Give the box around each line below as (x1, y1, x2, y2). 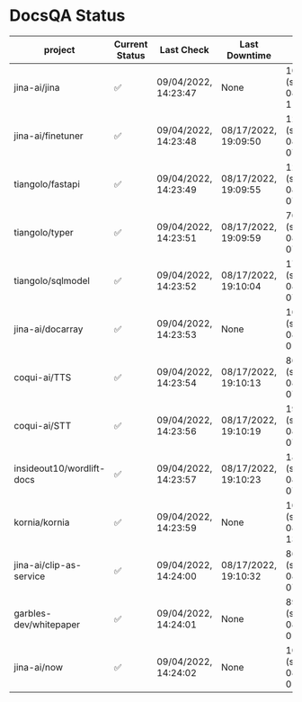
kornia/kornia (13, 516, 70, 529)
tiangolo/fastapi (13, 177, 81, 190)
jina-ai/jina (13, 81, 60, 93)
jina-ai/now (13, 661, 64, 673)
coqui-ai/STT (13, 419, 72, 431)
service (13, 570, 46, 582)
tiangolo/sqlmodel (13, 274, 90, 287)
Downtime (226, 49, 271, 61)
